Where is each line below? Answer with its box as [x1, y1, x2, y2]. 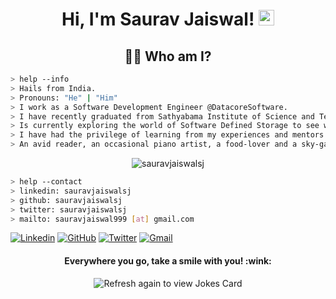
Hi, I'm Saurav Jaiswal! [61, 8, 255, 31]
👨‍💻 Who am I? [124, 48, 212, 65]
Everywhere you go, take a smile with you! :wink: [64, 254, 272, 267]
